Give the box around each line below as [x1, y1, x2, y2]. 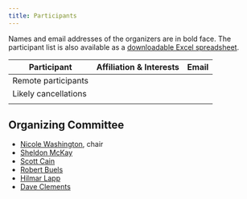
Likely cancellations [12, 87, 87, 99]
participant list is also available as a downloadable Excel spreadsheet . [8, 42, 240, 52]
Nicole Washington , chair [19, 140, 104, 149]
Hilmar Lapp [19, 173, 61, 183]
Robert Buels [19, 165, 64, 175]
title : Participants [8, 11, 78, 20]
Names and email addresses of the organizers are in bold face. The [8, 34, 232, 43]
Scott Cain [19, 156, 56, 166]
